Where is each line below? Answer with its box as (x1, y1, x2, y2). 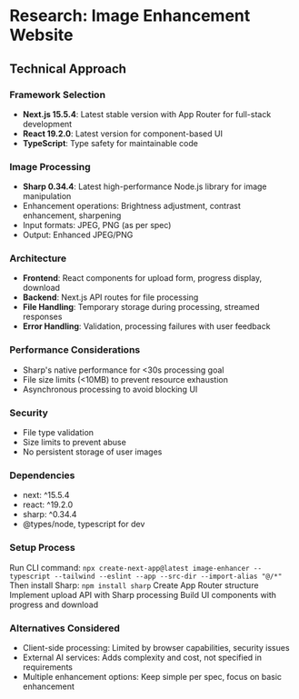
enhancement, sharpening (22, 210, 122, 221)
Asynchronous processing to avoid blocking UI (22, 384, 198, 394)
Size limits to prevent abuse (22, 437, 127, 448)
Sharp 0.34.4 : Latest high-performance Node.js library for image (22, 181, 267, 192)
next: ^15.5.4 (22, 490, 70, 501)
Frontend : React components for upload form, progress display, (22, 273, 263, 284)
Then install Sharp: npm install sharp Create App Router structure (9, 579, 259, 591)
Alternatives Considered (9, 622, 120, 634)
